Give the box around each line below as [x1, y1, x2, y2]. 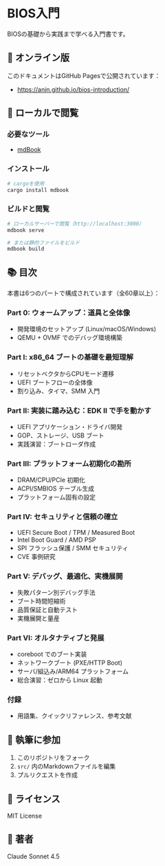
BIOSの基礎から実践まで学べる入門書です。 [7, 30, 129, 38]
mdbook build [7, 246, 45, 253]
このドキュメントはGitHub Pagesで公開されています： [7, 71, 161, 79]
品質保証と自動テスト [16, 605, 78, 613]
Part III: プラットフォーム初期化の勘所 [7, 459, 132, 469]
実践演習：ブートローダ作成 [16, 440, 96, 448]
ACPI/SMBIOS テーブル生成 [16, 484, 95, 493]
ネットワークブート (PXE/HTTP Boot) [16, 659, 122, 667]
